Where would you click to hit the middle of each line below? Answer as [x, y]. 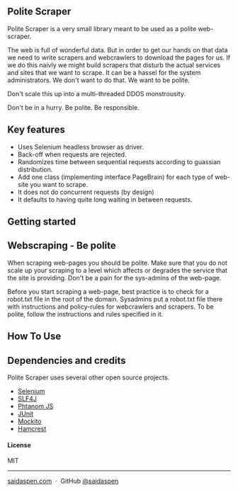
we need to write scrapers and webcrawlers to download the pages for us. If [119, 57]
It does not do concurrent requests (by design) [86, 192]
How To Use [34, 337]
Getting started [42, 222]
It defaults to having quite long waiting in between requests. [105, 199]
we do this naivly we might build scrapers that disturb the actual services [114, 65]
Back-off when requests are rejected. [72, 154]
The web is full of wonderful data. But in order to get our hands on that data [118, 50]
